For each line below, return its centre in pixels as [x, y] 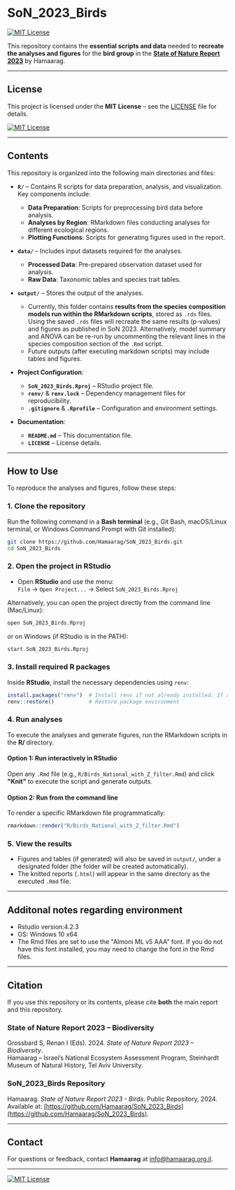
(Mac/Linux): [26, 610]
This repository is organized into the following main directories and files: [111, 172]
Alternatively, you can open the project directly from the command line [109, 602]
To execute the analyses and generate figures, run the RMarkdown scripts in [117, 734]
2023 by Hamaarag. [36, 60]
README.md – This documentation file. [80, 435]
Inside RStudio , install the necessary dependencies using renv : [98, 682]
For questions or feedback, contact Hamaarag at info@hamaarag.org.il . [110, 1159]
